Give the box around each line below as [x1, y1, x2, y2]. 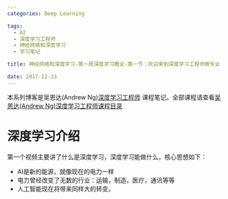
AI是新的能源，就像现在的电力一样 [17, 167, 115, 176]
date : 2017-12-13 [7, 73, 57, 80]
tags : [7, 22, 23, 30]
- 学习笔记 [13, 48, 41, 55]
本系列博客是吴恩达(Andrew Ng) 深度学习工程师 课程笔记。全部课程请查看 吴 [7, 93, 221, 101]
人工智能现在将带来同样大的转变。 [17, 184, 115, 193]
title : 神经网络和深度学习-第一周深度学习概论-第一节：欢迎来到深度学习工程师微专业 [7, 61, 220, 68]
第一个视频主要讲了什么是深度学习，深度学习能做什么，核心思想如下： [7, 153, 207, 161]
